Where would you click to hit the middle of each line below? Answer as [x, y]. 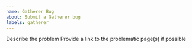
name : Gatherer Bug [30, 11]
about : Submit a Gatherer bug [44, 17]
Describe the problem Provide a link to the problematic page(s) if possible [96, 39]
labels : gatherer [28, 22]
